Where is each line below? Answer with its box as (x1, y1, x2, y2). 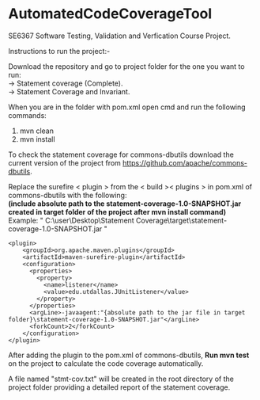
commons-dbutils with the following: (8, 190, 127, 200)
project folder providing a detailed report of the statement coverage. (8, 382, 231, 392)
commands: (8, 110, 47, 120)
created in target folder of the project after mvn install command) (8, 207, 227, 216)
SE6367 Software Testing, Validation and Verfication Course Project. (8, 31, 232, 40)
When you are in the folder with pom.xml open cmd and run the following (8, 102, 247, 112)
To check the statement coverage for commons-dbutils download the (8, 150, 235, 159)
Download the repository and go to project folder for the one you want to (8, 61, 245, 71)
